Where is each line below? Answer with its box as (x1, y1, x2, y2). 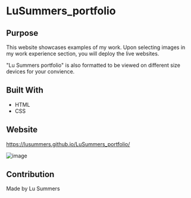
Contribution (6, 169, 55, 180)
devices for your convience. (6, 68, 75, 75)
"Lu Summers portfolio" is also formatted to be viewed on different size (6, 61, 180, 69)
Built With (6, 85, 43, 95)
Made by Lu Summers (6, 185, 61, 192)
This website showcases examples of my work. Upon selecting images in (6, 44, 186, 51)
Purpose (6, 28, 39, 38)
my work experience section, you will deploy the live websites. (6, 50, 159, 57)
